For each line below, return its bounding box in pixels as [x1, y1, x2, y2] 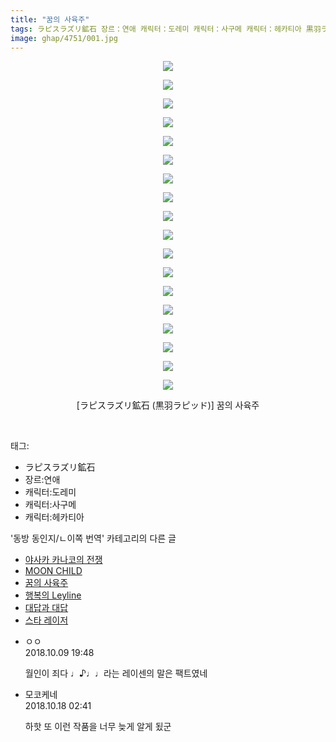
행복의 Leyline [24, 589, 82, 601]
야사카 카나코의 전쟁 [24, 554, 103, 566]
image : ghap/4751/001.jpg [10, 33, 118, 43]
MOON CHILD [24, 565, 83, 577]
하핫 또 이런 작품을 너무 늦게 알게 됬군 [24, 721, 172, 733]
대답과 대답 [24, 602, 69, 614]
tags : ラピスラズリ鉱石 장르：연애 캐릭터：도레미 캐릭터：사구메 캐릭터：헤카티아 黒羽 [10, 24, 322, 34]
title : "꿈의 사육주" [10, 14, 90, 25]
